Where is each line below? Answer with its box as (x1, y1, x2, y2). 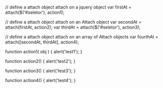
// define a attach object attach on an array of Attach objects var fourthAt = (5, 34, 159, 40)
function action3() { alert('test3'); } (5, 68, 76, 74)
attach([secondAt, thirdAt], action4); (5, 39, 79, 45)
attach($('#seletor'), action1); (5, 9, 64, 15)
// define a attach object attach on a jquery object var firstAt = (5, 4, 132, 10)
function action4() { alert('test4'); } (5, 78, 76, 83)
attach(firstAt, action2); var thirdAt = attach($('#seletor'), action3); (5, 24, 141, 30)
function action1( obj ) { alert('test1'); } (5, 49, 83, 54)
